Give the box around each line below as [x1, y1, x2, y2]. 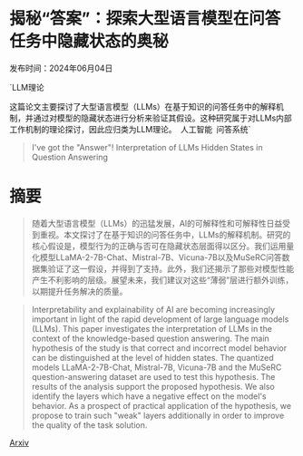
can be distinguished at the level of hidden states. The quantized [31, 352, 274, 363]
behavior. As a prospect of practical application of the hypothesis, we [31, 400, 292, 411]
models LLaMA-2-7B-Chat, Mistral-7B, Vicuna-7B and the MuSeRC [31, 362, 282, 373]
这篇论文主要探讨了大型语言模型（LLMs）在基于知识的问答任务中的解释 [9, 101, 277, 112]
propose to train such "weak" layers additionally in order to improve [31, 410, 285, 421]
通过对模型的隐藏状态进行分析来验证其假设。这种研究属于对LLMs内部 [33, 112, 292, 123]
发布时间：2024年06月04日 [9, 63, 113, 73]
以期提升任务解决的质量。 [31, 286, 128, 296]
